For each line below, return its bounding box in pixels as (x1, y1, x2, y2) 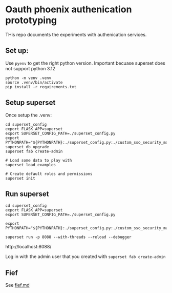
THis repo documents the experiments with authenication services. (5, 31, 147, 37)
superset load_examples (5, 162, 56, 167)
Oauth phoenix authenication (5, 4, 132, 15)
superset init (5, 175, 36, 181)
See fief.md (5, 282, 30, 288)
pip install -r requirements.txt (5, 84, 77, 89)
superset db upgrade (5, 144, 50, 149)
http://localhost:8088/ (5, 244, 52, 250)
